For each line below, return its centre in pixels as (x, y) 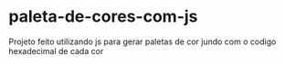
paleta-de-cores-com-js (103, 17)
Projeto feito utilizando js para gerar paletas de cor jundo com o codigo (142, 41)
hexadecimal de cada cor (56, 50)
